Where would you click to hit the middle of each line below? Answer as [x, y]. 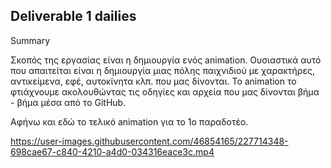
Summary [30, 40]
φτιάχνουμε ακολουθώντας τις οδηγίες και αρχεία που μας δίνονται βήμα [165, 91]
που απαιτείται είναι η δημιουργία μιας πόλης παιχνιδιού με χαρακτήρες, [162, 70]
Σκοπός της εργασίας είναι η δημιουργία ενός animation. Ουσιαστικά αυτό [166, 60]
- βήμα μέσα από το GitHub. [68, 102]
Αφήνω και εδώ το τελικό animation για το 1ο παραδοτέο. [129, 121]
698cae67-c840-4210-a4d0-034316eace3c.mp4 [112, 151]
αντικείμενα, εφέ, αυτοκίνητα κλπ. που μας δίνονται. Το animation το [153, 81]
